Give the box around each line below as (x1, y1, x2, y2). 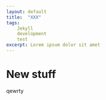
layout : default (6, 8, 47, 15)
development (17, 31, 47, 37)
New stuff (6, 68, 56, 81)
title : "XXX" (6, 14, 42, 20)
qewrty (6, 87, 24, 94)
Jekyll (17, 25, 34, 32)
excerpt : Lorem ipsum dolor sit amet (6, 42, 101, 48)
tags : (6, 20, 20, 26)
